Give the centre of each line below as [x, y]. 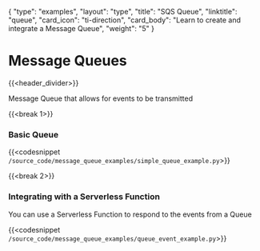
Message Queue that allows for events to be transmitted [101, 98]
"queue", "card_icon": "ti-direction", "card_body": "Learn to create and [125, 20]
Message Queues [68, 61]
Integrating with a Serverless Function [84, 197]
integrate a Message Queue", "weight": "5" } [81, 28]
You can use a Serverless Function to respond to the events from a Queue [130, 214]
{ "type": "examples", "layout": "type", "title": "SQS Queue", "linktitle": [123, 12]
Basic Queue [33, 134]
